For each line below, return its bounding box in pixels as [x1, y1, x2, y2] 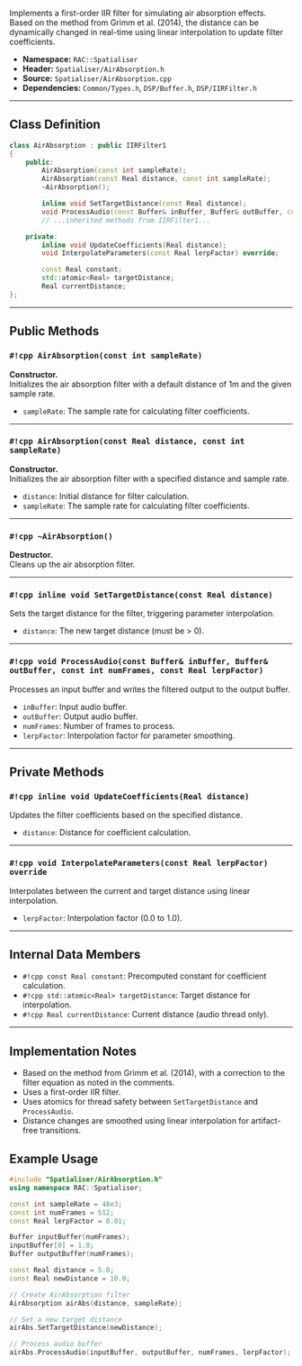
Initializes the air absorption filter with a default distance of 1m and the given [9, 378, 292, 389]
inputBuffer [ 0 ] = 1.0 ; [9, 1241, 94, 1251]
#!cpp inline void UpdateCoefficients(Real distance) [9, 792, 250, 801]
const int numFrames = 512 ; [9, 1207, 115, 1217]
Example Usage [9, 1151, 99, 1166]
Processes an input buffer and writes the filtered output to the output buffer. [9, 684, 290, 695]
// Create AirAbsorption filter [9, 1290, 130, 1299]
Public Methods [9, 323, 100, 339]
